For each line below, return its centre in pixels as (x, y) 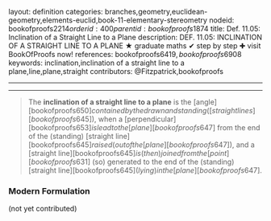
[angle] (205, 102)
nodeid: (222, 20)
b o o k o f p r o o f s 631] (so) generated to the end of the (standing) (133, 162)
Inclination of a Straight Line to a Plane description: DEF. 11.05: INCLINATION (135, 37)
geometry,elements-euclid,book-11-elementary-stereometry (108, 20)
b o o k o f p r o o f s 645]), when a (77, 119)
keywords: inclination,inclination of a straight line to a (97, 63)
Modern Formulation (49, 190)
